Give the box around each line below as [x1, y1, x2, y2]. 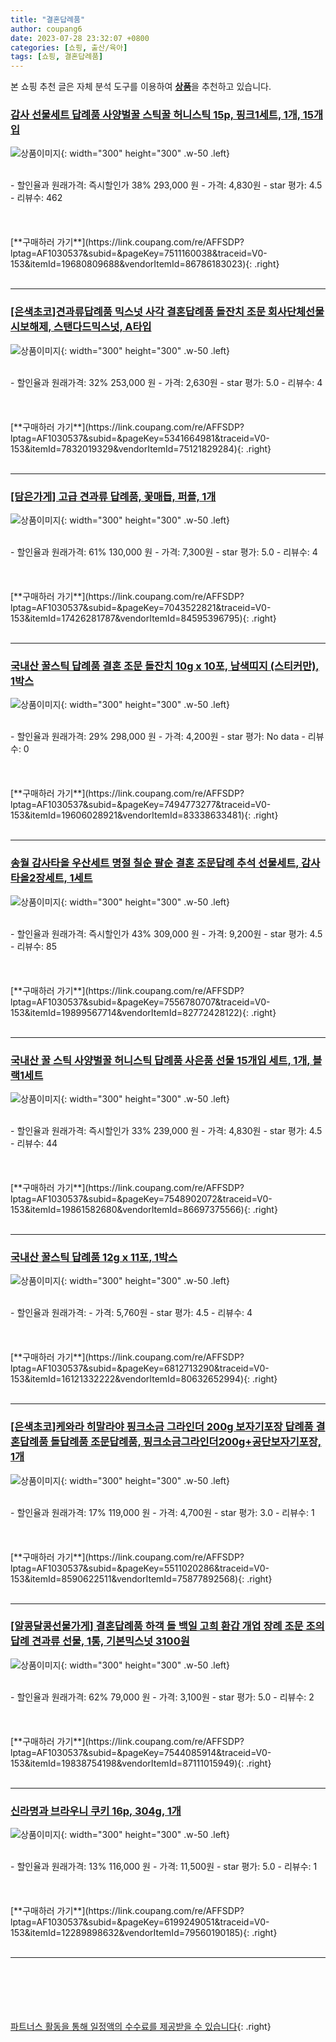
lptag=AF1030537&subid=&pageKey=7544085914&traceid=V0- [10, 1746, 272, 1758]
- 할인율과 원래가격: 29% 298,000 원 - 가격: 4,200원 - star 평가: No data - [10, 731, 306, 743]
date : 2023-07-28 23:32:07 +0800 [10, 33, 150, 43]
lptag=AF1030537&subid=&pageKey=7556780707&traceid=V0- [10, 996, 271, 1008]
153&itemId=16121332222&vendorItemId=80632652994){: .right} [10, 1373, 278, 1385]
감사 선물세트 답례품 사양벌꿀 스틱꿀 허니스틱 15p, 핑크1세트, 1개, [10, 108, 301, 122]
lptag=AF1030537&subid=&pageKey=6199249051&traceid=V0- [10, 1916, 270, 1928]
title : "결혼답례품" [10, 14, 86, 25]
